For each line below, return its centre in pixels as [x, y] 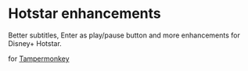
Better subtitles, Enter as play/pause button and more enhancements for [124, 35]
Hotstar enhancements [85, 14]
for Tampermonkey [39, 59]
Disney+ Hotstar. [35, 43]
